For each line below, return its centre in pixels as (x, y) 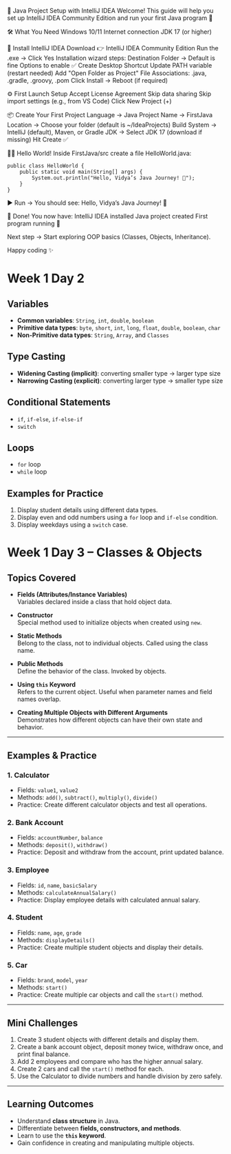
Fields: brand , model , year (52, 980)
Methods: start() (42, 988)
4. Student (25, 918)
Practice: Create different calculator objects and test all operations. (112, 804)
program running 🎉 (34, 223)
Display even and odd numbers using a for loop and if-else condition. (118, 518)
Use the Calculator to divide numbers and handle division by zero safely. (120, 1076)
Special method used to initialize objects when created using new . (109, 622)
